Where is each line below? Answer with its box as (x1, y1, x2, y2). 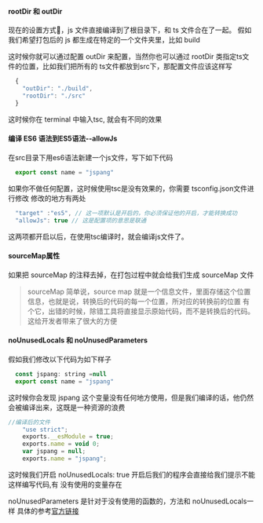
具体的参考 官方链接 (16, 506, 79, 515)
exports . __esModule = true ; (22, 433, 114, 441)
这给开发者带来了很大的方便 (27, 316, 118, 325)
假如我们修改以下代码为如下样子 (8, 354, 111, 364)
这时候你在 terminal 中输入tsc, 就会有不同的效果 (8, 114, 163, 124)
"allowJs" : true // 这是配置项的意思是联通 (15, 216, 147, 225)
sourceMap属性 (8, 251, 60, 261)
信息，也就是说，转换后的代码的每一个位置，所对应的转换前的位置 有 (27, 296, 250, 305)
